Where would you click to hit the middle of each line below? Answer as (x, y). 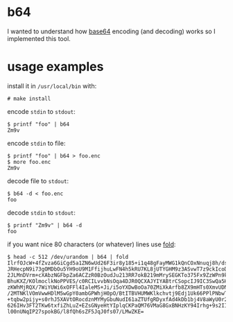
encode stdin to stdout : (42, 111)
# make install (29, 99)
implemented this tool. (39, 38)
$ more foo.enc (29, 162)
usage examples (55, 67)
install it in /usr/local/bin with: (52, 86)
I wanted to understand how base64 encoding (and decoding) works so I (111, 31)
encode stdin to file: (36, 143)
